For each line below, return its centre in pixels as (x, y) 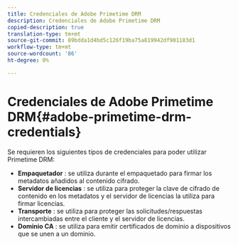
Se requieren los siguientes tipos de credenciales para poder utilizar (107, 152)
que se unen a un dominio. (56, 234)
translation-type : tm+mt (44, 34)
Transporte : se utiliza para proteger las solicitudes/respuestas (110, 211)
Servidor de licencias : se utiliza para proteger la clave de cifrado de (119, 188)
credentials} (44, 132)
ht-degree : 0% (28, 61)
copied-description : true (45, 27)
